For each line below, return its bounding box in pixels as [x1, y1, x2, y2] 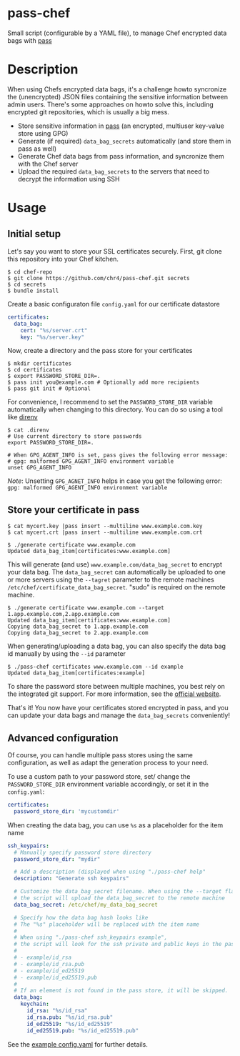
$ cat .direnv [7, 427, 50, 434]
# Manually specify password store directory [14, 849, 152, 856]
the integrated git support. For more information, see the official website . [7, 689, 221, 698]
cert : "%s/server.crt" [20, 327, 88, 334]
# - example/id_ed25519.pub [14, 974, 98, 981]
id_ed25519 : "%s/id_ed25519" [26, 1020, 114, 1027]
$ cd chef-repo [7, 268, 53, 276]
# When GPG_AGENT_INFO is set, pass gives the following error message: [7, 452, 229, 459]
